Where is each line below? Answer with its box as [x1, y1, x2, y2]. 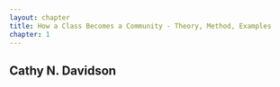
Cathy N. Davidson [9, 63, 117, 78]
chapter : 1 [9, 30, 50, 39]
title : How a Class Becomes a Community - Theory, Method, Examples [9, 22, 272, 30]
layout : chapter [9, 13, 70, 22]
